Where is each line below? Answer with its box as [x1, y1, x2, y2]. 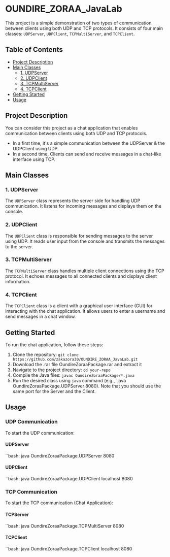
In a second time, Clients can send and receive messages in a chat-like [12, 151, 161, 157]
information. [5, 278, 31, 284]
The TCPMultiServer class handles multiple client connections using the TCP [5, 268, 164, 274]
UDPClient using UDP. [12, 145, 59, 151]
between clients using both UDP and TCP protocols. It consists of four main [5, 25, 163, 31]
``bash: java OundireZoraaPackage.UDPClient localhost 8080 [5, 476, 133, 482]
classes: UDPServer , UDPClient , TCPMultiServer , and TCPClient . [5, 30, 135, 37]
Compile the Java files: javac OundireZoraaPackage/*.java [12, 372, 134, 378]
